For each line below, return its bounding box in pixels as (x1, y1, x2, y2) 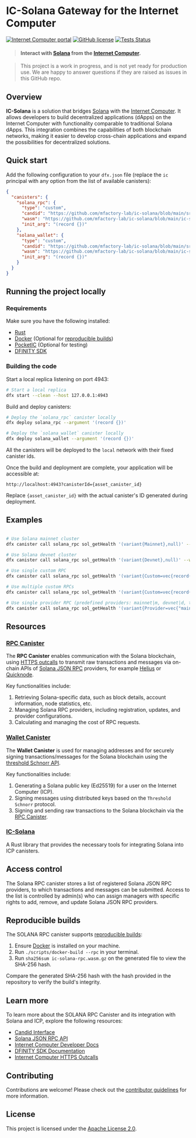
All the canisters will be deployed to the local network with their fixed (6, 447, 174, 453)
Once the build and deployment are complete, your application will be (6, 464, 173, 471)
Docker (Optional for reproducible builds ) (14, 335, 114, 342)
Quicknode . (6, 671, 34, 678)
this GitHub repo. (20, 75, 62, 82)
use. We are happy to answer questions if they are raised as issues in (20, 69, 187, 76)
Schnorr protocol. (14, 800, 57, 807)
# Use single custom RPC (6, 568, 66, 574)
